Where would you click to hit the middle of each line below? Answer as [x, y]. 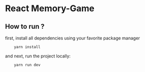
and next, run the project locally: [38, 56]
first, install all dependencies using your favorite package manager [72, 38]
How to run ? [25, 27]
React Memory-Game [50, 9]
